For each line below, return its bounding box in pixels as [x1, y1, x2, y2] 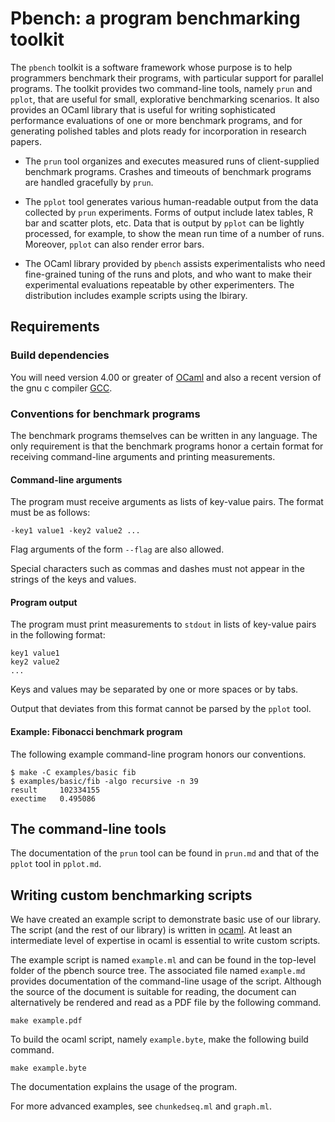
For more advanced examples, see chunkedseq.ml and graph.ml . [10, 1100, 272, 1112]
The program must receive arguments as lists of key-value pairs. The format [10, 496, 324, 508]
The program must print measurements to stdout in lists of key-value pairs [10, 618, 317, 631]
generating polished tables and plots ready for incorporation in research [10, 125, 307, 137]
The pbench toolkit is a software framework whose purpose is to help [10, 61, 293, 73]
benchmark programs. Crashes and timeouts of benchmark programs [24, 165, 312, 177]
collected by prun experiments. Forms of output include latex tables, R [24, 206, 313, 218]
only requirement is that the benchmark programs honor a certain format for [10, 440, 324, 452]
